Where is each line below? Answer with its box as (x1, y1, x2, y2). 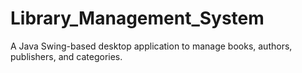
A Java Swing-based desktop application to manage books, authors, (10, 40, 293, 52)
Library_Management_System (10, 7, 265, 30)
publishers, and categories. (10, 50, 123, 62)
